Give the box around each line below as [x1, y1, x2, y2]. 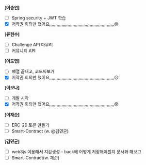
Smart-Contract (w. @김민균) [11, 128, 69, 134]
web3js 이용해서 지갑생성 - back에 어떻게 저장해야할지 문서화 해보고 [11, 148, 142, 154]
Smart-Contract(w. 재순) [11, 155, 60, 161]
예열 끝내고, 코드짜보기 [11, 68, 55, 74]
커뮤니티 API [11, 48, 36, 54]
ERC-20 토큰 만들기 [11, 122, 49, 128]
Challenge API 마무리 [11, 42, 53, 48]
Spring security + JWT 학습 [11, 15, 66, 21]
